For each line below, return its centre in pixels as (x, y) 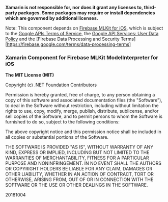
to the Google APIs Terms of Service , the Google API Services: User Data (82, 33)
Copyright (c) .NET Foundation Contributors (51, 85)
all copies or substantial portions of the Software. (57, 137)
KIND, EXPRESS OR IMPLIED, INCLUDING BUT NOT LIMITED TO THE (77, 153)
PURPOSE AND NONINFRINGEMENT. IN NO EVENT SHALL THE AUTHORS (83, 163)
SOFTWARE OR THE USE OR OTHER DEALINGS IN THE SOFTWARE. (77, 185)
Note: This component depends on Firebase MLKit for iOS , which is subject (84, 28)
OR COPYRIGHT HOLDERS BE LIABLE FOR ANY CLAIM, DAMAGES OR (79, 169)
